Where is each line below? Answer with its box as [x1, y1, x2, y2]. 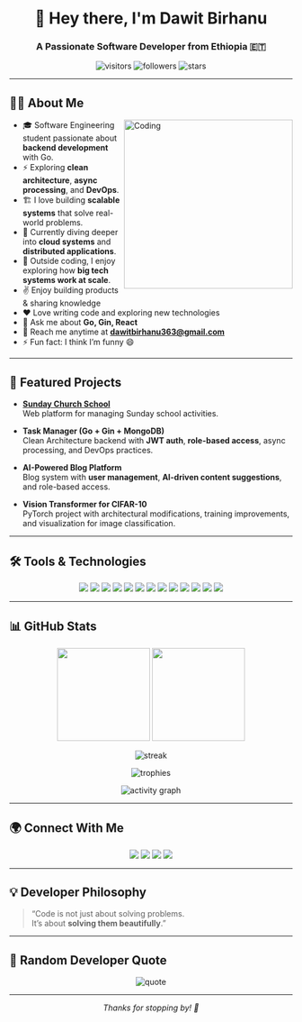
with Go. [22, 152, 54, 163]
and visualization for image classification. [22, 518, 176, 529]
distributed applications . [22, 246, 117, 257]
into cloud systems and [22, 236, 111, 247]
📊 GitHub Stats [9, 619, 97, 634]
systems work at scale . [22, 275, 111, 286]
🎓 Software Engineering [22, 120, 115, 131]
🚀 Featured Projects [9, 374, 122, 390]
